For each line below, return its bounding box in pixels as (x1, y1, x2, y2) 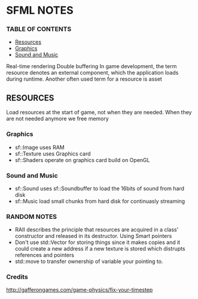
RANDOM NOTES (6, 212, 57, 221)
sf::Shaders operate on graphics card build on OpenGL (14, 156, 150, 163)
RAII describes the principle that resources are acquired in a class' (14, 226, 179, 233)
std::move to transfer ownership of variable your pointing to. (14, 258, 163, 265)
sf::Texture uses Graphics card (14, 150, 91, 157)
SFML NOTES (6, 4, 74, 17)
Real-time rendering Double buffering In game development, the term (6, 63, 177, 70)
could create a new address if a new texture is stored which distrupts (14, 245, 185, 252)
